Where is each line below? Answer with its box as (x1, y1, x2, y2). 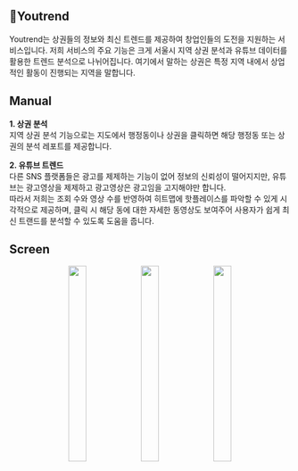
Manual (9, 94, 52, 109)
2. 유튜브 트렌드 (9, 160, 64, 170)
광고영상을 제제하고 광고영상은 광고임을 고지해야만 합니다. (25, 182, 227, 193)
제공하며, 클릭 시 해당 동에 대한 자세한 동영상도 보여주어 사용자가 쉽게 (39, 204, 281, 215)
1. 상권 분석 (9, 118, 48, 129)
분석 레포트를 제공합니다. (25, 140, 112, 152)
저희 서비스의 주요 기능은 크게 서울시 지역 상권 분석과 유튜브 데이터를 (49, 45, 288, 55)
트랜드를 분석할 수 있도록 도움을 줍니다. (18, 215, 154, 226)
